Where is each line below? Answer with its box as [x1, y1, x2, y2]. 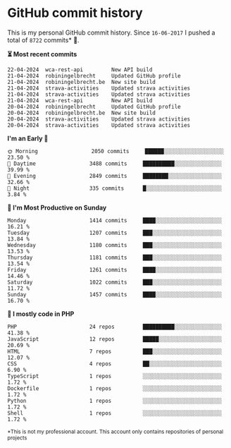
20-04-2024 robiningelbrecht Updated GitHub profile [7, 103, 181, 110]
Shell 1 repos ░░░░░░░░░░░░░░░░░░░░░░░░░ [7, 409, 222, 417]
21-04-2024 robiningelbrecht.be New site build [7, 78, 156, 85]
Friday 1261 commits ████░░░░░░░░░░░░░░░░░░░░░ [7, 266, 222, 273]
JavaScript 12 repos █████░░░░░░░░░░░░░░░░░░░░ [7, 335, 222, 343]
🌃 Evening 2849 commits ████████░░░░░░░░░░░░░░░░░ [7, 172, 222, 179]
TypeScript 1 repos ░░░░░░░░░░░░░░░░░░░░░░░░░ [7, 373, 222, 380]
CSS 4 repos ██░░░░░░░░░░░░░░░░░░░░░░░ [7, 360, 222, 368]
